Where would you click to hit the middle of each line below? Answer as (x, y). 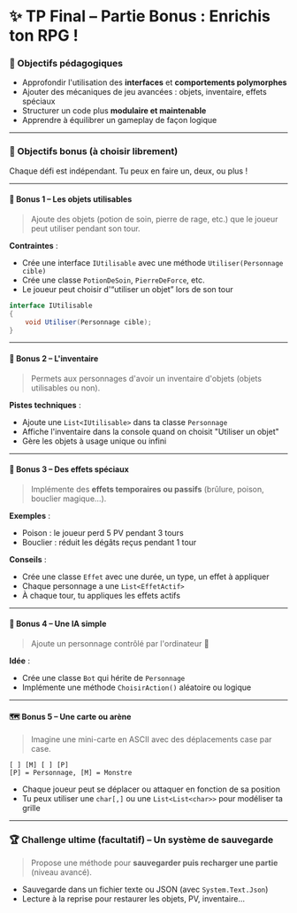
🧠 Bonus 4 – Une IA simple (58, 624)
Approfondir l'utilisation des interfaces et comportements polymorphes (154, 82)
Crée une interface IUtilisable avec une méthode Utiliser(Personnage (152, 262)
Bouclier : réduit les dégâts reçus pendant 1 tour (109, 542)
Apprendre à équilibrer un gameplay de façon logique (119, 120)
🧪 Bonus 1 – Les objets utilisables (71, 199)
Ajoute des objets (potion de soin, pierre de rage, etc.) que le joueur (154, 219)
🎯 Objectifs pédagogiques (66, 64)
